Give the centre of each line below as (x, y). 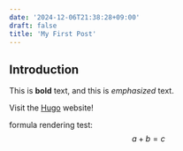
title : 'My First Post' (53, 34)
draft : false (33, 26)
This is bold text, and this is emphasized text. (91, 91)
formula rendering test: (51, 125)
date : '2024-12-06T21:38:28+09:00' (75, 17)
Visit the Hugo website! (52, 108)
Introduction (44, 69)
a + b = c (149, 139)
